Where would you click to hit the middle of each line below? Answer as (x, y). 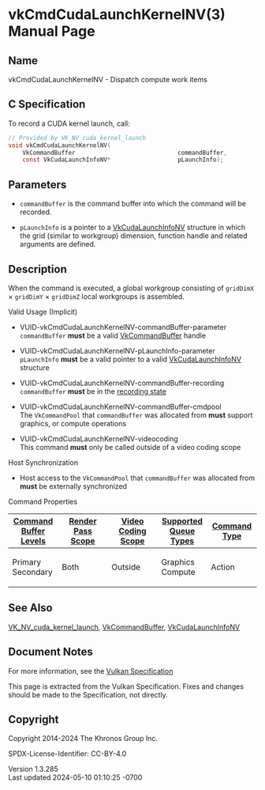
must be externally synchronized (73, 486)
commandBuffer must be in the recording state (93, 391)
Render (83, 521)
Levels (33, 541)
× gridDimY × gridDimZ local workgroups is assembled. (97, 296)
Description (37, 269)
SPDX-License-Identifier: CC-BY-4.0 (67, 754)
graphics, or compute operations (73, 423)
